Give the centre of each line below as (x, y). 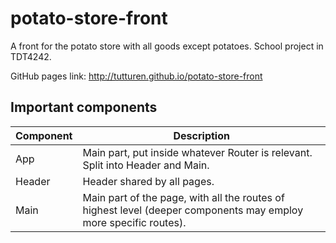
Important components (84, 107)
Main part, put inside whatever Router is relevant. (197, 152)
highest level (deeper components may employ (193, 210)
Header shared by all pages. (148, 181)
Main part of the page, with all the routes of (183, 197)
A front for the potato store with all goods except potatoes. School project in (167, 46)
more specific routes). (134, 222)
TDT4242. (31, 56)
